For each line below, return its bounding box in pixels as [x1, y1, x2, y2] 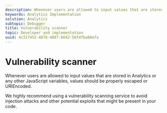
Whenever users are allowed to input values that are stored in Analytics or [5, 72, 157, 78]
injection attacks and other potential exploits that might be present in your [5, 98, 157, 104]
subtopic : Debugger [5, 21, 46, 26]
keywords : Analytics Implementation [5, 12, 81, 17]
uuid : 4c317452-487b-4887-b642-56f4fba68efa [5, 35, 99, 40]
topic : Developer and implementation [5, 30, 83, 35]
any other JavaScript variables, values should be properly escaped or [5, 78, 148, 84]
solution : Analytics [5, 16, 48, 21]
